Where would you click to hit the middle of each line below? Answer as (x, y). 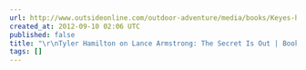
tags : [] (26, 52)
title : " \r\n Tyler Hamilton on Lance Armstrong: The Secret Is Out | (144, 43)
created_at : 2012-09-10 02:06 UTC (75, 26)
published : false (42, 35)
